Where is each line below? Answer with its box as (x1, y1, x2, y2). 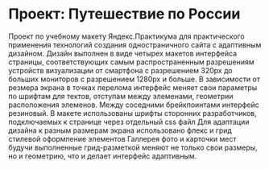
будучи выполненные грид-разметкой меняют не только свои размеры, (8, 142, 258, 152)
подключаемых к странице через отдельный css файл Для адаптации (8, 117, 250, 126)
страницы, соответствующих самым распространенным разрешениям (8, 57, 255, 67)
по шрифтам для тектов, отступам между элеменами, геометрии (8, 91, 234, 101)
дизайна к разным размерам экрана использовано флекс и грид (8, 126, 232, 135)
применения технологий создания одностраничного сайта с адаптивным (8, 39, 262, 49)
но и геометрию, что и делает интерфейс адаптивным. (8, 150, 197, 161)
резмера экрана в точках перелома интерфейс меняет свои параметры (8, 82, 258, 93)
